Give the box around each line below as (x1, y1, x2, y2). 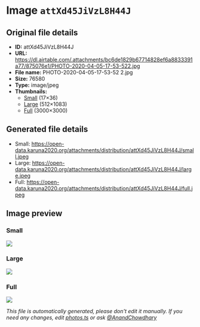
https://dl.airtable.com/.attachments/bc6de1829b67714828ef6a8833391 (14, 56, 193, 63)
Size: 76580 (14, 75, 45, 82)
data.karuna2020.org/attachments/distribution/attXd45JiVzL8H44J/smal (14, 146, 194, 153)
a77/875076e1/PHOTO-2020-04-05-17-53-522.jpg (14, 62, 140, 69)
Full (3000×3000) (23, 107, 68, 114)
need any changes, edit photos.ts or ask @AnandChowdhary (6, 314, 157, 321)
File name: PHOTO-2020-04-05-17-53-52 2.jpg (14, 69, 133, 75)
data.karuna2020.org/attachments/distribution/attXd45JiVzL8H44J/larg (14, 165, 192, 172)
